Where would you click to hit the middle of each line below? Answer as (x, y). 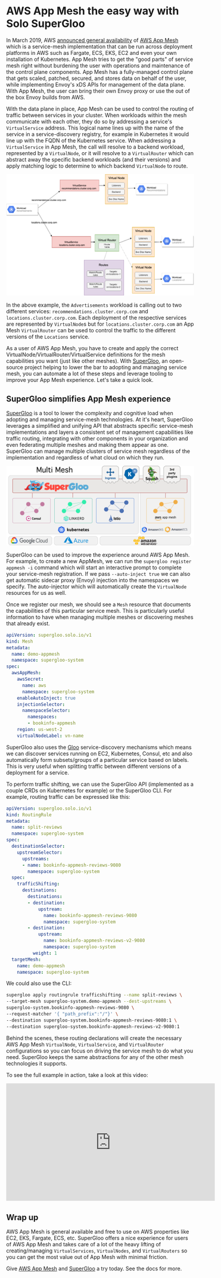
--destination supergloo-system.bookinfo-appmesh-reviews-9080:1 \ (92, 1020)
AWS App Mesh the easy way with (93, 11)
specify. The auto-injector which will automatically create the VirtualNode (97, 586)
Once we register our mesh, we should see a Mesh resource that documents (99, 604)
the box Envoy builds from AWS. (46, 97)
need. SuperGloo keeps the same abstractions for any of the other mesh (95, 1057)
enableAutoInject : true (46, 698)
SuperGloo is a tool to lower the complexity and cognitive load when (90, 413)
